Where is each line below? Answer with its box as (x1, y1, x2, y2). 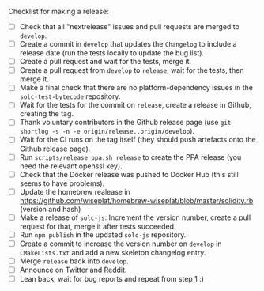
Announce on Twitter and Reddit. (19, 265, 127, 274)
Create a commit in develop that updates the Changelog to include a (19, 40, 237, 49)
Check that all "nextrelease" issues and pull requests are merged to (19, 22, 239, 31)
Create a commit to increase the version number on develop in (19, 239, 222, 248)
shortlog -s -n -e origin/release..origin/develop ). (19, 127, 195, 136)
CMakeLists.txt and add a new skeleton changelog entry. (19, 248, 206, 257)
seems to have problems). (19, 178, 105, 188)
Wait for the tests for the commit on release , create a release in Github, (19, 100, 251, 110)
